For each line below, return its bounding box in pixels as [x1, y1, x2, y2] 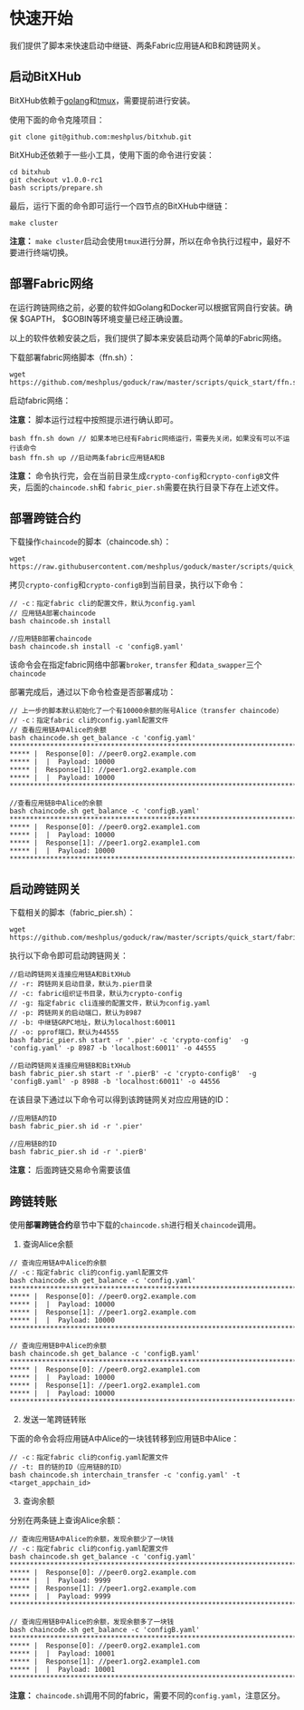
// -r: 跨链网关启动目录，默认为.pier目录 [9, 980, 153, 989]
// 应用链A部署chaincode [9, 609, 97, 618]
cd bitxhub [9, 167, 51, 177]
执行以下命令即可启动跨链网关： [9, 950, 128, 962]
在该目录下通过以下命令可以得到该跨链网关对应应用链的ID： [9, 1094, 232, 1105]
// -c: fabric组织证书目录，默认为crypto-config [9, 990, 183, 999]
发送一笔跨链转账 [22, 1414, 87, 1424]
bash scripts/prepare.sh [9, 183, 103, 192]
